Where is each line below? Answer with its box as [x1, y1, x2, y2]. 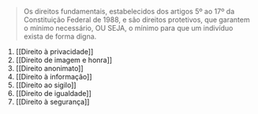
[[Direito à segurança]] [15, 97, 90, 106]
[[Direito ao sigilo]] [15, 80, 77, 90]
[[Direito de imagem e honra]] [15, 55, 113, 64]
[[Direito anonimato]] [15, 64, 84, 73]
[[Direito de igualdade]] [15, 89, 92, 97]
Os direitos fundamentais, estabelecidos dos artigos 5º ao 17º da [23, 7, 235, 16]
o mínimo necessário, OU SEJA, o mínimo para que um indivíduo [23, 24, 234, 32]
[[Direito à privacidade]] [15, 47, 94, 56]
